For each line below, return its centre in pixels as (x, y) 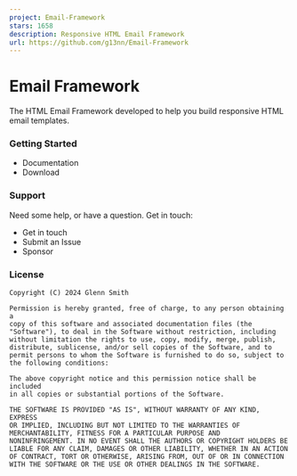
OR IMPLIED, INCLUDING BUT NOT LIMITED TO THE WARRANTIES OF (125, 426)
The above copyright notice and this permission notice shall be (132, 379)
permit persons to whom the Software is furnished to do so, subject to (147, 356)
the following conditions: (59, 363)
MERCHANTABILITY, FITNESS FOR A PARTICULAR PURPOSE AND (115, 433)
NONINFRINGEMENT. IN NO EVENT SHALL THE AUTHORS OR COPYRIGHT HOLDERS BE (149, 441)
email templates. (39, 120)
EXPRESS (24, 418)
